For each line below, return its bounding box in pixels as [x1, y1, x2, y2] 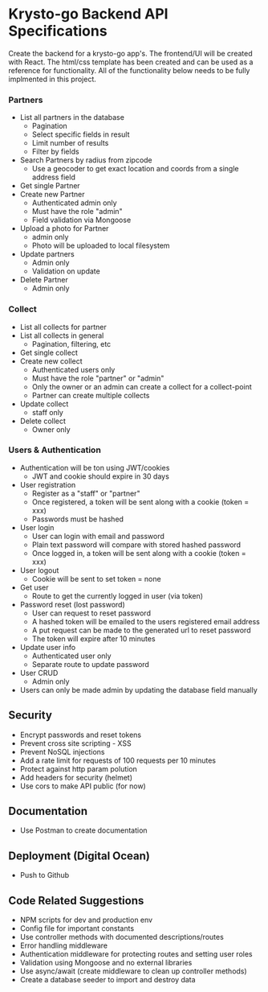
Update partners [19, 249, 75, 259]
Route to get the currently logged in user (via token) [31, 591, 203, 600]
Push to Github [19, 871, 70, 880]
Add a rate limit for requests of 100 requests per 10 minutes [19, 755, 217, 765]
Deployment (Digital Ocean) [8, 849, 150, 862]
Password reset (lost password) [19, 599, 126, 609]
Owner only [31, 424, 71, 434]
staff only [31, 407, 64, 417]
